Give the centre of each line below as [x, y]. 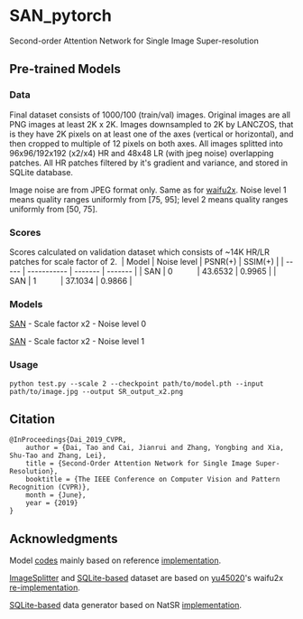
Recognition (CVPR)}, [50, 488]
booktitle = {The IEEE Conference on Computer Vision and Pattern [153, 480]
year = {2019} [52, 503]
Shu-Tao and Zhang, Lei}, [58, 456]
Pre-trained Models [65, 69]
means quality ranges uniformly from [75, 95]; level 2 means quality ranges [149, 199]
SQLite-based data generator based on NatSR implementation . [125, 605]
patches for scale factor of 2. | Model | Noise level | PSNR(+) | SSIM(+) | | [147, 261]
